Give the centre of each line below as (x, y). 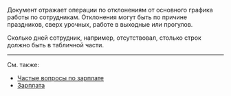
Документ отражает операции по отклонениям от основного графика (110, 10)
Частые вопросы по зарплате (60, 78)
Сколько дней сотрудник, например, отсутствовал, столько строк (104, 38)
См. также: (23, 65)
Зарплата (31, 85)
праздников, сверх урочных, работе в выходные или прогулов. (100, 24)
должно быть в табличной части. (56, 45)
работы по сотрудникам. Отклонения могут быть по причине (97, 17)
